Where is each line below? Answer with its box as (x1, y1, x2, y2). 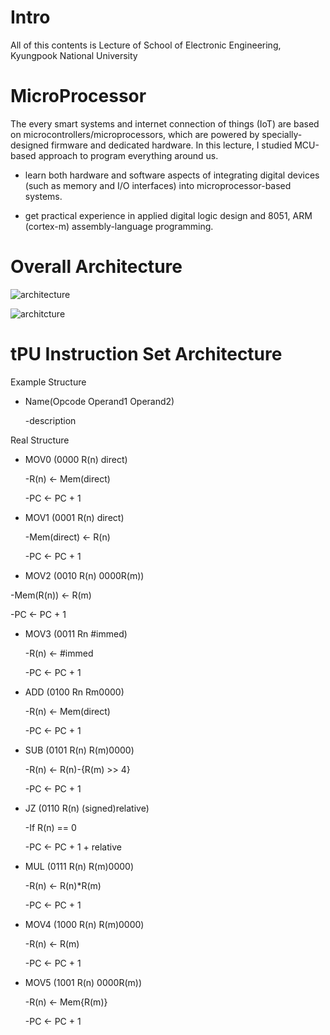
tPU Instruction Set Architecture (10, 343, 283, 365)
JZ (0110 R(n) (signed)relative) (24, 802, 150, 814)
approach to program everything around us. (38, 149, 219, 161)
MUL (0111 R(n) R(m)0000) (24, 860, 135, 872)
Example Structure (10, 376, 87, 388)
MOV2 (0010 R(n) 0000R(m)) (24, 569, 145, 581)
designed (10, 139, 50, 151)
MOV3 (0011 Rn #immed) (24, 627, 128, 640)
